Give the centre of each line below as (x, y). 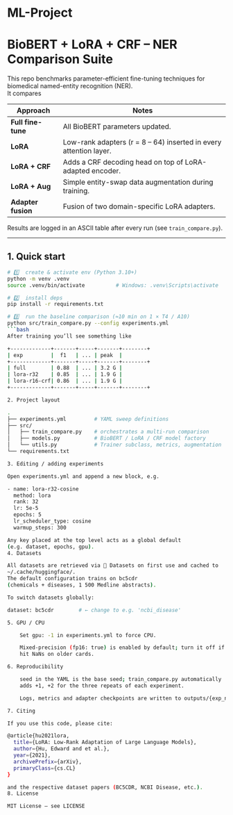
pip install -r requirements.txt (55, 304)
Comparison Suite (60, 59)
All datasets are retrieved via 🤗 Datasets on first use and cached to (113, 566)
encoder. (106, 171)
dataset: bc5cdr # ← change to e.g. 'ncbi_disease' (94, 610)
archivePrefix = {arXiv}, (48, 762)
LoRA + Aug (31, 187)
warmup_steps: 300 (40, 527)
